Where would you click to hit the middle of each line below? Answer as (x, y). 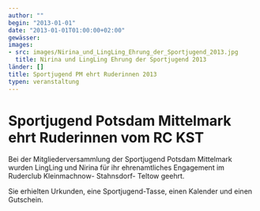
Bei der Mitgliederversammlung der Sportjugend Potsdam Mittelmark (121, 160)
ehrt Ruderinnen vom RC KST (106, 137)
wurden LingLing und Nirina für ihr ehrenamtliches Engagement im (117, 168)
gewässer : (24, 38)
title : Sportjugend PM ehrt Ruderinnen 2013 (83, 74)
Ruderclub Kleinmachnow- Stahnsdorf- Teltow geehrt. (96, 176)
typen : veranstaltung (44, 81)
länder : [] (26, 67)
